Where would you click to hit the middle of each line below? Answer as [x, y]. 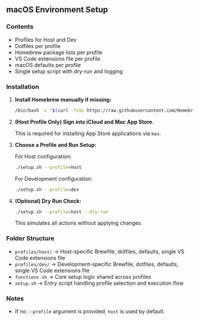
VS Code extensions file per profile [58, 58]
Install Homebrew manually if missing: [63, 99]
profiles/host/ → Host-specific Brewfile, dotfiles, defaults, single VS [99, 251]
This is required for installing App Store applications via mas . [88, 133]
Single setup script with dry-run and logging [69, 71]
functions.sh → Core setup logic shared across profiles [83, 276]
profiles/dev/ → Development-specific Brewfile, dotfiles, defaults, [97, 264]
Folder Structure [30, 238]
